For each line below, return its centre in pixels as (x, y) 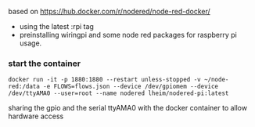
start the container (44, 63)
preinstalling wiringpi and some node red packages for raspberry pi (128, 35)
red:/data (24, 87)
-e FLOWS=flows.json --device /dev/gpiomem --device (131, 87)
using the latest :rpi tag (56, 26)
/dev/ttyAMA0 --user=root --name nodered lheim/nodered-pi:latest (119, 93)
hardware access (36, 116)
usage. (31, 43)
